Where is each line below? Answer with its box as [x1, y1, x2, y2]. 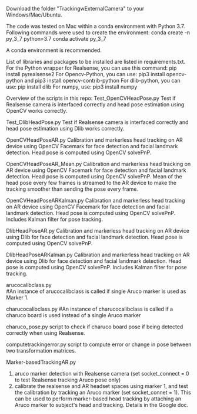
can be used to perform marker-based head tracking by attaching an [14, 395, 181, 402]
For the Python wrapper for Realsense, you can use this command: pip [6, 64, 177, 71]
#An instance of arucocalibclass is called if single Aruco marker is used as [6, 288, 186, 295]
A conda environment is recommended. [6, 47, 102, 54]
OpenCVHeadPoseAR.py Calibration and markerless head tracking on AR [6, 136, 183, 144]
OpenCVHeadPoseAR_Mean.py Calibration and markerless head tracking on [6, 161, 191, 167]
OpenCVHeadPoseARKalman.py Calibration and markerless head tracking [6, 197, 185, 204]
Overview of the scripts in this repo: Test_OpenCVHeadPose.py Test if [6, 94, 176, 102]
